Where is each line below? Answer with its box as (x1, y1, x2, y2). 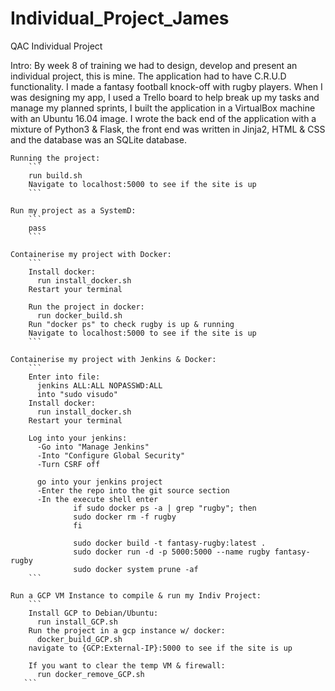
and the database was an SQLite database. (10, 133, 187, 146)
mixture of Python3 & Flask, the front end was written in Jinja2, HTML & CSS (10, 123, 326, 135)
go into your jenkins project (36, 477, 163, 487)
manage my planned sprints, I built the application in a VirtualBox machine (10, 102, 316, 114)
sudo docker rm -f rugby (73, 512, 177, 522)
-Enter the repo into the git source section (36, 485, 230, 496)
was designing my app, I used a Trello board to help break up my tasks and (10, 91, 320, 103)
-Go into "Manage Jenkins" (36, 442, 150, 452)
